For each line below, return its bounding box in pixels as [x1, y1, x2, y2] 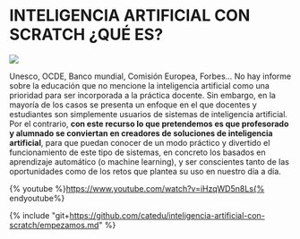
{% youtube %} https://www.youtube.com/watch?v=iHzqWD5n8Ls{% [9, 183, 265, 193]
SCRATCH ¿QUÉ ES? [9, 24, 164, 45]
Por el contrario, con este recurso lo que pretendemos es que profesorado [9, 118, 289, 129]
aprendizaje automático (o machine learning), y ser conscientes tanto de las [9, 156, 289, 166]
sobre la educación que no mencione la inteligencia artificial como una [9, 80, 270, 90]
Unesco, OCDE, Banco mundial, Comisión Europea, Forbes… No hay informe [9, 71, 292, 81]
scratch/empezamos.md [9, 219, 99, 230]
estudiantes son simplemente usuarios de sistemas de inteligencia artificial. [9, 108, 288, 119]
